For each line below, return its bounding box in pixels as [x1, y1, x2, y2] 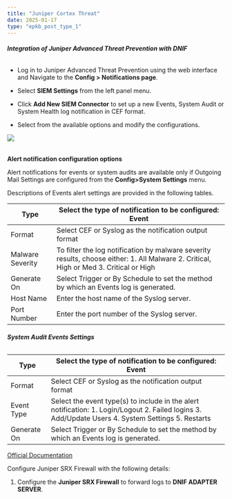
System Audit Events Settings [7, 333, 95, 341]
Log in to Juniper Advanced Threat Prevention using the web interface [17, 66, 217, 74]
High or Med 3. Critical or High [56, 263, 155, 273]
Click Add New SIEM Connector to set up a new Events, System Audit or [17, 99, 224, 108]
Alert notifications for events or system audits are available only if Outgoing [7, 168, 222, 177]
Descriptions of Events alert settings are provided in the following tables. [7, 189, 214, 197]
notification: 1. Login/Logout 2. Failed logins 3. [50, 405, 202, 415]
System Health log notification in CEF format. [17, 107, 146, 115]
